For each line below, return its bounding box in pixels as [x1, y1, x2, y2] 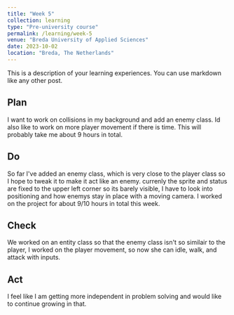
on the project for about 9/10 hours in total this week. [7, 199, 160, 207]
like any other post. [7, 76, 63, 84]
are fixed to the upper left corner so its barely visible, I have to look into [7, 184, 213, 193]
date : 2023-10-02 [7, 43, 58, 50]
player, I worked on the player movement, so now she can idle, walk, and [7, 245, 217, 254]
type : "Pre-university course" [7, 23, 99, 30]
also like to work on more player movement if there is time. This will [7, 122, 202, 131]
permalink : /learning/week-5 [7, 30, 92, 37]
